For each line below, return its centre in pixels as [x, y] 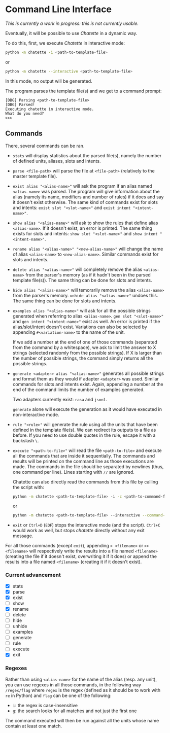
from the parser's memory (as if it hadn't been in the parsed [88, 274]
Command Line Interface [59, 9]
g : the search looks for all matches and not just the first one [75, 711]
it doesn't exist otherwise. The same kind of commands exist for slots [85, 202]
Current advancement [33, 575]
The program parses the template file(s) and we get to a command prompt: [83, 91]
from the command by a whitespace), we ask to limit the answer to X [84, 347]
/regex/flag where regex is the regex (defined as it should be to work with [83, 690]
